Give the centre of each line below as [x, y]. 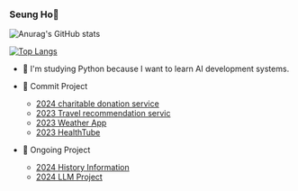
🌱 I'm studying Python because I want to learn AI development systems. [156, 69]
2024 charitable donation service [97, 104]
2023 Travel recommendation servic [103, 114]
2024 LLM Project [69, 177]
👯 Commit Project [55, 86]
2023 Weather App [71, 123]
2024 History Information [83, 168]
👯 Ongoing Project [56, 150]
